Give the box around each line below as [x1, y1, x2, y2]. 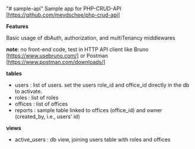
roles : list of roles [14, 94, 59, 101]
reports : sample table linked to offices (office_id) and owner [14, 107, 162, 113]
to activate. [14, 88, 43, 94]
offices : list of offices [14, 100, 68, 107]
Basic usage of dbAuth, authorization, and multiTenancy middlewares [6, 34, 176, 41]
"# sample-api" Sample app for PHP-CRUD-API [6, 5, 122, 12]
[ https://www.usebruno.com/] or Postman [6, 52, 108, 59]
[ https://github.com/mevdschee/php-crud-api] [6, 11, 120, 18]
